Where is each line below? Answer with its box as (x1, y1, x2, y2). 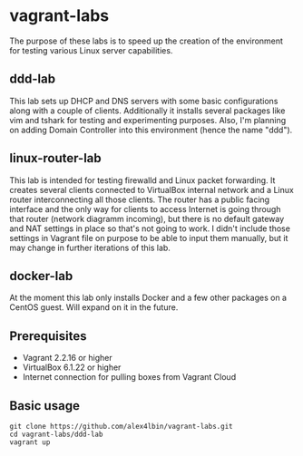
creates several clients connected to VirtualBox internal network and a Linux (9, 184, 295, 195)
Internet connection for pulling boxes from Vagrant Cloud (22, 372, 237, 383)
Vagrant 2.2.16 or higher (22, 353, 112, 364)
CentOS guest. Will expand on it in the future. (9, 302, 179, 313)
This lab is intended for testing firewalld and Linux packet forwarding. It (9, 174, 276, 186)
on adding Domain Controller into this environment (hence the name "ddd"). (9, 124, 293, 135)
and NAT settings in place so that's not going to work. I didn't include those (9, 223, 290, 234)
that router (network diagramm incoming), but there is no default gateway (9, 213, 285, 224)
